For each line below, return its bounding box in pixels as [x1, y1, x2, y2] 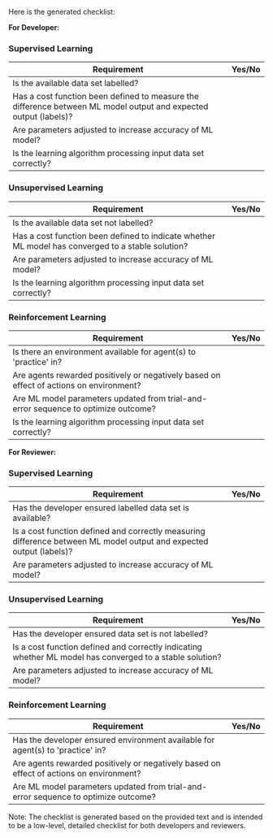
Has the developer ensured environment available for [12, 734, 215, 745]
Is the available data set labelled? [12, 77, 139, 89]
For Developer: [8, 23, 60, 32]
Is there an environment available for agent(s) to [12, 345, 197, 357]
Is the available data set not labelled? [12, 217, 154, 228]
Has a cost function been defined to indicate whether [12, 230, 215, 241]
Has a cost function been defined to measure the [12, 91, 199, 102]
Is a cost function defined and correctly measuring [12, 526, 206, 537]
